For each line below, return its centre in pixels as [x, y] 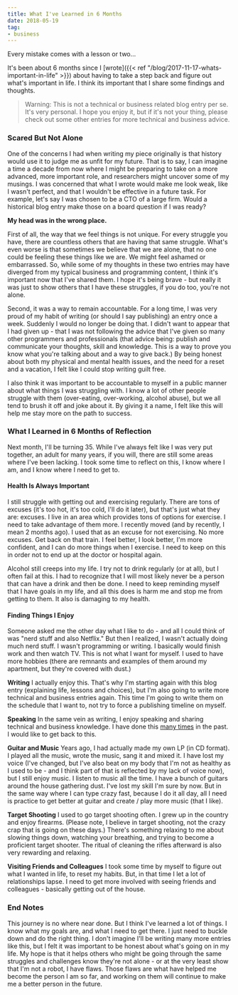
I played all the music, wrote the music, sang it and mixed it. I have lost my [116, 756]
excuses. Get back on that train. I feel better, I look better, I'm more [105, 540]
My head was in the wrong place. [57, 220]
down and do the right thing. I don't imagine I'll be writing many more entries [119, 938]
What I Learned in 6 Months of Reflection [79, 432]
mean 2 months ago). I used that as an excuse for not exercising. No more [116, 532]
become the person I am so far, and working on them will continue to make [117, 976]
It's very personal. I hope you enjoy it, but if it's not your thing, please [126, 112]
